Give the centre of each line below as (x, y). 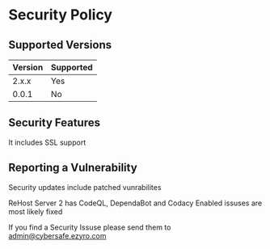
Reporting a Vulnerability (73, 168)
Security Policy (61, 15)
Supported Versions (60, 45)
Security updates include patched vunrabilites (85, 187)
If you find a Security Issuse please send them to (90, 227)
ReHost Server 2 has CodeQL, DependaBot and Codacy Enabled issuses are (135, 203)
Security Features (55, 123)
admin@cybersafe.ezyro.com (57, 235)
